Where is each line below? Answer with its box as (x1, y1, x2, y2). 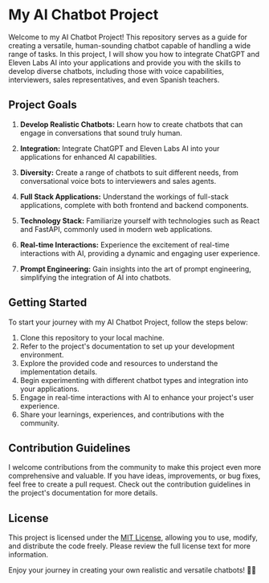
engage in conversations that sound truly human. (19, 128, 183, 137)
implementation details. (19, 367, 98, 377)
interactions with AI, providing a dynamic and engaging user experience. (19, 248, 260, 258)
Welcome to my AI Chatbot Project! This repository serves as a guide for (8, 32, 247, 42)
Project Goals (8, 98, 78, 112)
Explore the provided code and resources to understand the (19, 358, 218, 368)
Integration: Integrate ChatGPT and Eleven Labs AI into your (19, 143, 220, 153)
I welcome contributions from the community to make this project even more (8, 463, 262, 472)
